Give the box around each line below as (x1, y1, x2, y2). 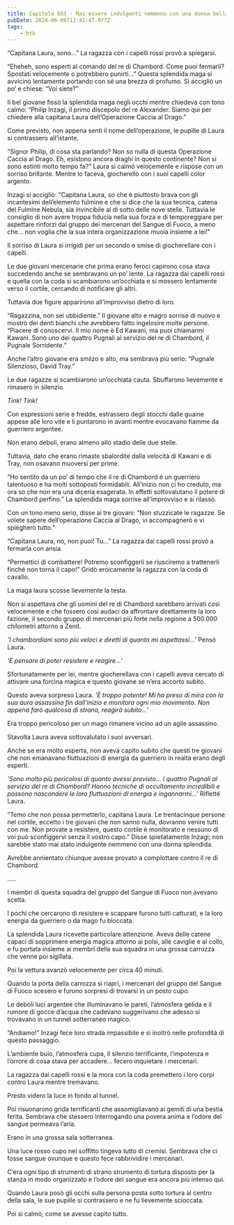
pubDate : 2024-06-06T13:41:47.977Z (7, 17, 111, 24)
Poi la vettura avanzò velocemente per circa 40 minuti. (7, 966, 164, 974)
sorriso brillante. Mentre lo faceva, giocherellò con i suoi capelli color (7, 170, 205, 178)
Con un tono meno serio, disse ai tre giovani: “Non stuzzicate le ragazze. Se (7, 509, 226, 517)
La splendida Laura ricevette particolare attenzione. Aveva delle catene (7, 930, 211, 939)
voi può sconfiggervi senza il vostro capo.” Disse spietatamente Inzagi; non (7, 833, 224, 841)
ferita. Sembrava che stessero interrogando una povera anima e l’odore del (7, 1113, 222, 1121)
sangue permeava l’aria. (7, 1120, 77, 1128)
